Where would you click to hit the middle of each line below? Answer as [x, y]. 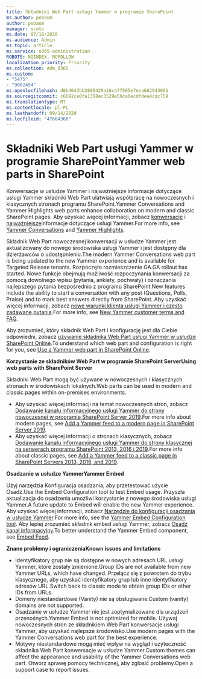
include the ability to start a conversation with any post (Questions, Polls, [97, 293]
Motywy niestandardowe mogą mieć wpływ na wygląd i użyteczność [100, 644]
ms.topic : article [29, 46]
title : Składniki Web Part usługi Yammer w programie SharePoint [90, 12]
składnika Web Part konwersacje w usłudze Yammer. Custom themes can [105, 651]
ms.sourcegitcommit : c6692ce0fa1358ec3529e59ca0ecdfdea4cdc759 [87, 96]
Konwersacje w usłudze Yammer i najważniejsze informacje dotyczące [94, 191]
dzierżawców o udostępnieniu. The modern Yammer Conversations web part [101, 254]
